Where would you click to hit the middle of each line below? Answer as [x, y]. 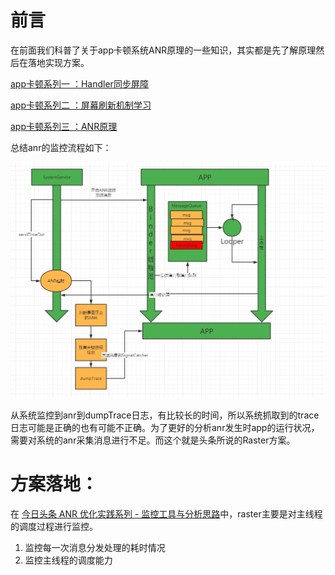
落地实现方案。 [58, 62]
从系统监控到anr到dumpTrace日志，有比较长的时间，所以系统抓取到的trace [165, 415]
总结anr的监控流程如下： [61, 147]
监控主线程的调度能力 [68, 560]
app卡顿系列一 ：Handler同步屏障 [79, 83]
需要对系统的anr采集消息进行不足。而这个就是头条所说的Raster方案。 [153, 440]
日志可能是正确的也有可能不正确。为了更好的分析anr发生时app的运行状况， [165, 427]
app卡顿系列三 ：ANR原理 [64, 126]
